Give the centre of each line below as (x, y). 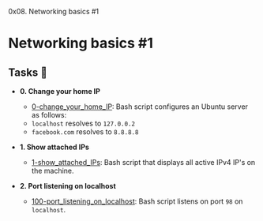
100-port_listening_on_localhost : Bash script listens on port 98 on (137, 201)
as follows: (49, 115)
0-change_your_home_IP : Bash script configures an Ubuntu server (140, 107)
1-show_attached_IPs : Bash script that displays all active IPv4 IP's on (143, 162)
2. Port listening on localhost (68, 186)
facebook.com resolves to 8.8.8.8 (85, 132)
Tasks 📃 (28, 72)
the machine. (53, 170)
